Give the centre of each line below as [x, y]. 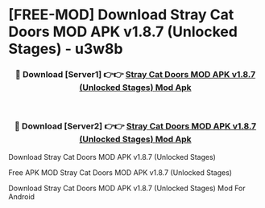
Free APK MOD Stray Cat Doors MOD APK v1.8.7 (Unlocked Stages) [120, 172]
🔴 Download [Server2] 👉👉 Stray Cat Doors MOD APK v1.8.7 [135, 126]
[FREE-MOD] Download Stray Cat [121, 15]
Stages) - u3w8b [66, 49]
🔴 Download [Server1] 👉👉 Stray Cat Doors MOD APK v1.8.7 [135, 75]
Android [21, 196]
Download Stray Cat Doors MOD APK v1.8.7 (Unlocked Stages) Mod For [127, 188]
